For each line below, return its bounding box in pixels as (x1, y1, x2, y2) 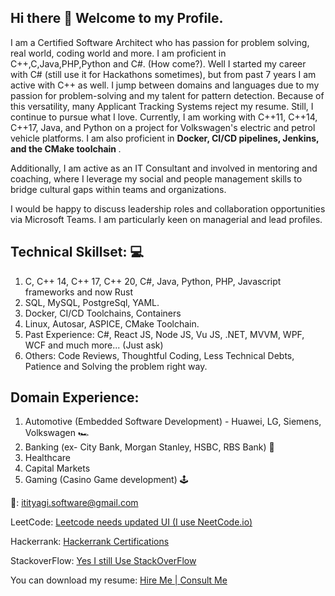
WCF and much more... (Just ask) (24, 339, 164, 351)
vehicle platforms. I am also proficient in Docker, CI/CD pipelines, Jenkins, (10, 132, 320, 144)
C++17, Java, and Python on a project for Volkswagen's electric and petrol (10, 121, 316, 133)
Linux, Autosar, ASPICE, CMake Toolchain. (24, 317, 200, 330)
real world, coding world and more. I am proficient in (10, 47, 227, 59)
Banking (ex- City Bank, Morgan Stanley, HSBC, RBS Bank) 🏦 (24, 441, 275, 453)
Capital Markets (24, 462, 91, 475)
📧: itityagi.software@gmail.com (10, 497, 139, 509)
